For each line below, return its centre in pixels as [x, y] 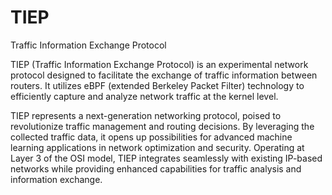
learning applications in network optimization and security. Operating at [157, 147]
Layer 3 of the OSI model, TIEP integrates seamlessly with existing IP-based [166, 158]
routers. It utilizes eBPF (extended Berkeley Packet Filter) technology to [157, 85]
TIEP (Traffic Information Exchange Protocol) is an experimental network [159, 64]
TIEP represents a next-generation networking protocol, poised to [146, 115]
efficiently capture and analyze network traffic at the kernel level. [144, 96]
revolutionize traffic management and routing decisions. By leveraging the [162, 126]
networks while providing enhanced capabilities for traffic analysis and [156, 168]
